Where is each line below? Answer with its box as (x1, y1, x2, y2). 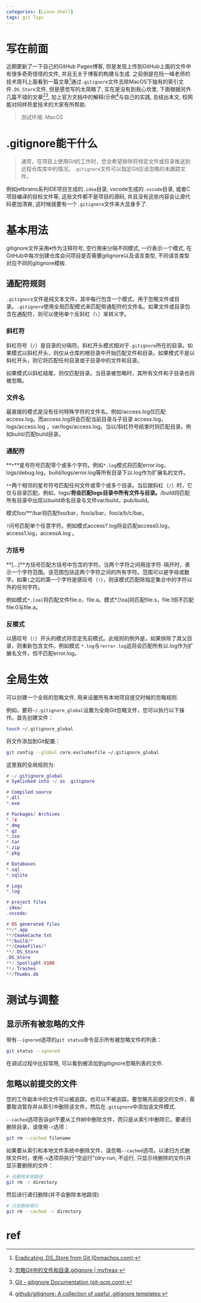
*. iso (6, 833, 20, 840)
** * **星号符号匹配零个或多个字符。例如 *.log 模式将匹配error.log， (6, 461, 169, 469)
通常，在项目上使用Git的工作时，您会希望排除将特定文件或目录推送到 (20, 157, 191, 165)
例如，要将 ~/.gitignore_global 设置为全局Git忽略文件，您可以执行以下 (6, 706, 179, 713)
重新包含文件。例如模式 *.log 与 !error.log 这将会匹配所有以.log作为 (22, 642, 188, 649)
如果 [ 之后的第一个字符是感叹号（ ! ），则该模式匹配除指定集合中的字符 (16, 576, 187, 583)
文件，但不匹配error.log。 (16, 649, 80, 657)
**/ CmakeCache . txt (6, 932, 52, 938)
